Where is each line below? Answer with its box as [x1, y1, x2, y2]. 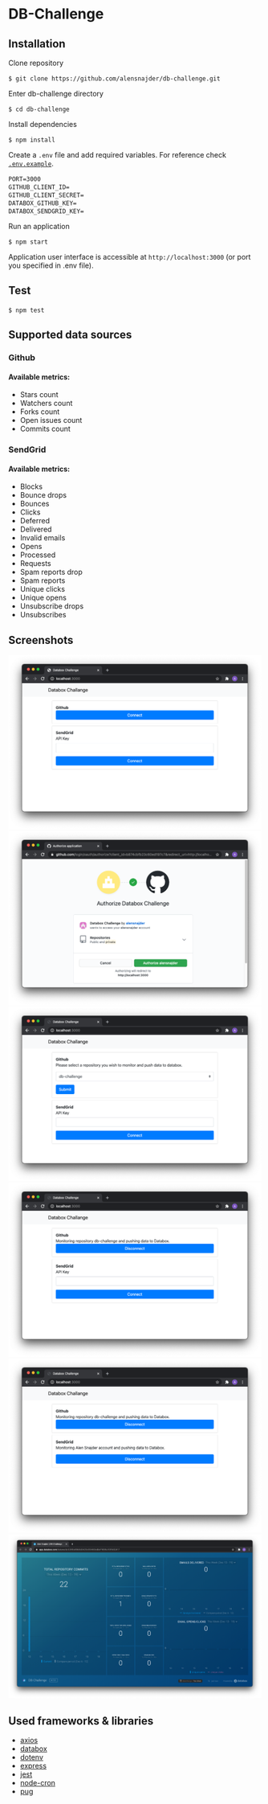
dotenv [19, 1753, 44, 1762]
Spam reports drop [19, 568, 83, 577]
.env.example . [8, 158, 54, 168]
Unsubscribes [19, 610, 67, 620]
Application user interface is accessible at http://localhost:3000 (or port [8, 252, 251, 261]
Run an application [8, 222, 70, 231]
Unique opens [19, 592, 67, 603]
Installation [8, 37, 66, 51]
